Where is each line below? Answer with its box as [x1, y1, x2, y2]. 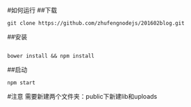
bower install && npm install [7, 52, 95, 59]
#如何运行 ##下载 [7, 6, 58, 14]
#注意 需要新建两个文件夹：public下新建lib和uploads [7, 93, 158, 100]
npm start [7, 79, 36, 86]
